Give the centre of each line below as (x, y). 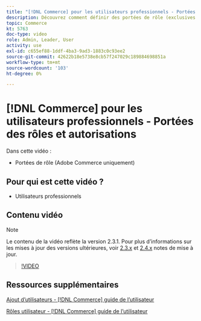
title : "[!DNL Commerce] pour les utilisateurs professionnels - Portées (101, 12)
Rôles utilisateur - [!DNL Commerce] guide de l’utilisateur (77, 311)
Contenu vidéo (35, 215)
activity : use (24, 46)
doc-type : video (27, 34)
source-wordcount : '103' (37, 68)
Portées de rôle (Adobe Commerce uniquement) (75, 163)
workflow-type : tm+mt (33, 62)
